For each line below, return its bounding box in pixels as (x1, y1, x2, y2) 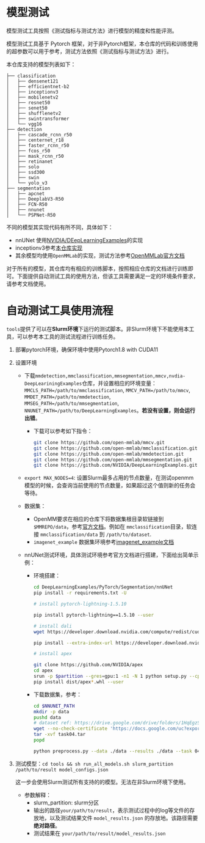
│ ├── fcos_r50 (6, 147, 51, 154)
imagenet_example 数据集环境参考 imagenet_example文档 (33, 538, 174, 546)
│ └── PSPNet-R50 (6, 212, 56, 218)
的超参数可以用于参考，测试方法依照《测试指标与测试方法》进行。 (6, 47, 172, 55)
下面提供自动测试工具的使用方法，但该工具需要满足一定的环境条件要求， (16, 272, 199, 280)
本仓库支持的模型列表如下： (6, 61, 76, 68)
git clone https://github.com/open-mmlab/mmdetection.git (33, 451, 184, 457)
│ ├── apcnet (6, 190, 45, 196)
